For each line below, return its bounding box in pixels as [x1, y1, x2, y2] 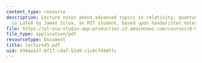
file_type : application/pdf [6, 31, 77, 37]
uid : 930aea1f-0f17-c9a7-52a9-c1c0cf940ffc [6, 48, 117, 54]
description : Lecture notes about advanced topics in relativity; [6, 14, 176, 20]
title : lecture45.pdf [6, 43, 61, 49]
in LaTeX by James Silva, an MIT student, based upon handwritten [11, 20, 182, 26]
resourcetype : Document [6, 37, 66, 43]
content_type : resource [6, 8, 66, 15]
